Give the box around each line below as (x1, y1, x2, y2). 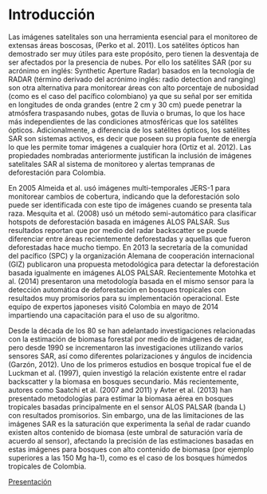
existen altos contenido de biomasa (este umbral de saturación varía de (8, 427, 243, 437)
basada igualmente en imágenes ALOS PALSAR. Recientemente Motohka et (8, 267, 257, 277)
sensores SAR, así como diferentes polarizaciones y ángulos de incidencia (8, 351, 253, 361)
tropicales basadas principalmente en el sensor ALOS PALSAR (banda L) (8, 401, 246, 412)
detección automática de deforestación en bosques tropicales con (8, 285, 226, 294)
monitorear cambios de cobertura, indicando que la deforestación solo (8, 192, 241, 201)
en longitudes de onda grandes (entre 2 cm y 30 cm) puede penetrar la (8, 100, 242, 109)
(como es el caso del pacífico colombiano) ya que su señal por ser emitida (8, 91, 253, 101)
